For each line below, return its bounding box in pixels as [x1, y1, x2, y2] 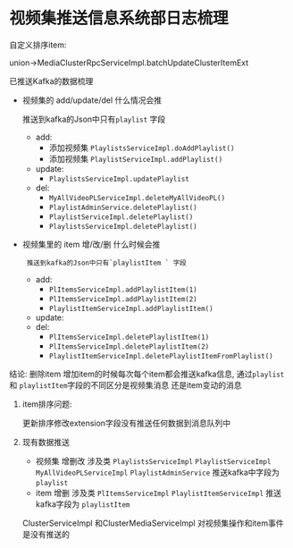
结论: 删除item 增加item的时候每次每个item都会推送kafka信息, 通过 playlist [9, 368, 285, 379]
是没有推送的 [21, 528, 70, 539]
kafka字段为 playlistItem [35, 498, 130, 510]
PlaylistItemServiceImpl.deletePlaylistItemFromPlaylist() [48, 351, 274, 360]
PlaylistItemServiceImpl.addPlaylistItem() [48, 304, 213, 313]
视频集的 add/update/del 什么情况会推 [21, 95, 163, 105]
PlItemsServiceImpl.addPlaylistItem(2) [48, 294, 198, 304]
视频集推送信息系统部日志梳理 [9, 8, 230, 29]
